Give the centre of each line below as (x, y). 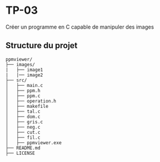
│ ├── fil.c (23, 138)
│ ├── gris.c (24, 122)
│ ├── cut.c (23, 132)
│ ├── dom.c (23, 117)
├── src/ (16, 80)
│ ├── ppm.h (23, 91)
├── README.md (23, 148)
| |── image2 (24, 75)
